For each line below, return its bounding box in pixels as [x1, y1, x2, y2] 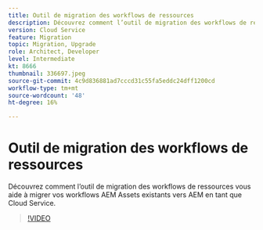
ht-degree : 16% [8, 99, 58, 106]
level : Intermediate [8, 56, 76, 63]
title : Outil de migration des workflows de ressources [8, 11, 194, 20]
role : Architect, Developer [8, 48, 100, 56]
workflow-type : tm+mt [8, 84, 79, 92]
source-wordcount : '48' [8, 92, 86, 99]
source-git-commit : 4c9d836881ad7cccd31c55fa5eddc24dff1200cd [8, 77, 215, 84]
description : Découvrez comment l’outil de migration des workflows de [8, 19, 247, 27]
